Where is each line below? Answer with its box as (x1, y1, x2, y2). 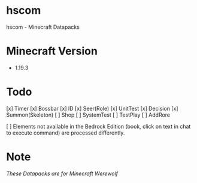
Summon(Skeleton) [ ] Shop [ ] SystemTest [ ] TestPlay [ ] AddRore (6, 111, 171, 118)
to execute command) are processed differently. (6, 129, 125, 136)
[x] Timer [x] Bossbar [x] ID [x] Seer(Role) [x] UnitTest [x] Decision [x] (6, 105, 178, 112)
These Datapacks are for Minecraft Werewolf (6, 170, 119, 177)
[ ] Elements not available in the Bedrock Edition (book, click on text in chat (6, 123, 191, 130)
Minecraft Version (6, 44, 98, 58)
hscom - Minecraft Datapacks (6, 23, 80, 30)
